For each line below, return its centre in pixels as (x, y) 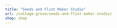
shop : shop (16, 18)
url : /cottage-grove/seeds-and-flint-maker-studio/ (58, 14)
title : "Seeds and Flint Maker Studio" (46, 9)
